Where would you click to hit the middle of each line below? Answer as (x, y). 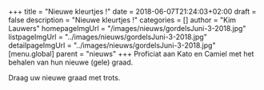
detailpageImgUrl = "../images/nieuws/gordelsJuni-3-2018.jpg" (112, 45)
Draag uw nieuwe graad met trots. (64, 78)
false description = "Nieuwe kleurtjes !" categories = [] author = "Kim (122, 20)
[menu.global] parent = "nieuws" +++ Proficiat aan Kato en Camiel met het (131, 54)
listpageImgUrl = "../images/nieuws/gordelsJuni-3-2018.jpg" (108, 37)
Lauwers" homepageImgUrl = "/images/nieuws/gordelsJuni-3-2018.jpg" (127, 28)
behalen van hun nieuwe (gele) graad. (71, 62)
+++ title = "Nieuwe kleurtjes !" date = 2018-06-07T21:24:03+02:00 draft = (132, 12)
